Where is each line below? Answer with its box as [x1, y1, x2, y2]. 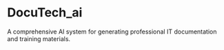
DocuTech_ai [7, 5, 83, 21]
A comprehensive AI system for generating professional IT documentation [7, 27, 217, 36]
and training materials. [7, 34, 71, 42]
